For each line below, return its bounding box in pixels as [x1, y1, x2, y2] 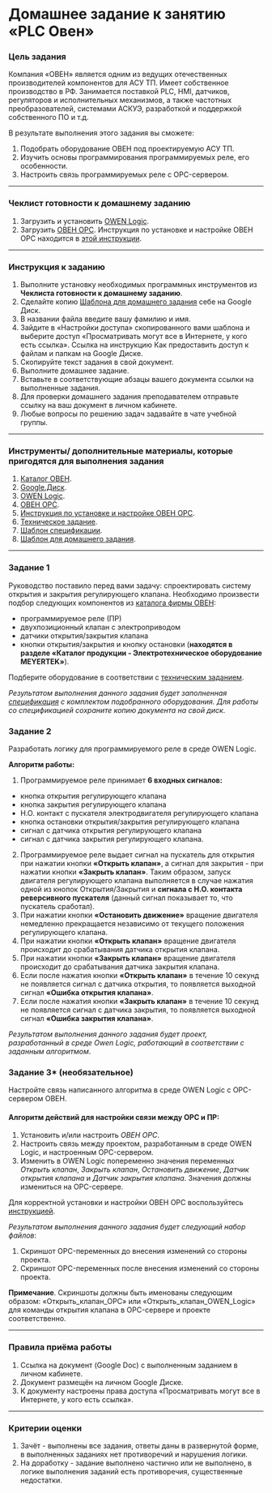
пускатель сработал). [19, 901, 95, 911]
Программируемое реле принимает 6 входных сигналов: [19, 775, 223, 785]
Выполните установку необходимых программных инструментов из [19, 280, 257, 290]
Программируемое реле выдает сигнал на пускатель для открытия [19, 849, 255, 860]
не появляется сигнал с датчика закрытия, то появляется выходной [19, 1005, 257, 1015]
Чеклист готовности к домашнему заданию [8, 198, 191, 209]
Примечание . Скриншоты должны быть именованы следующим [8, 1288, 233, 1298]
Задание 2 [8, 725, 52, 736]
